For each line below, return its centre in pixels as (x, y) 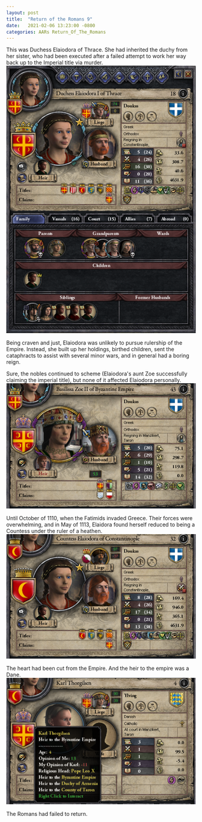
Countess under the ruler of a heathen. (54, 531)
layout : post (23, 13)
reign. (14, 362)
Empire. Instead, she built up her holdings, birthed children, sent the (90, 349)
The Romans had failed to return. (47, 814)
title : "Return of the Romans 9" (50, 19)
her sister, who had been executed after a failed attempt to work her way (96, 56)
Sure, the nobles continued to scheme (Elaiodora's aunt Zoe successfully (97, 374)
